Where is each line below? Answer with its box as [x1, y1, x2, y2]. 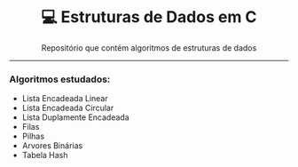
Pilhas [21, 131, 45, 142]
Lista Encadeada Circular [21, 103, 114, 114]
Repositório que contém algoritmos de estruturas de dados [41, 42, 257, 53]
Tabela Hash [21, 150, 68, 161]
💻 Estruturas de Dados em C [41, 7, 257, 28]
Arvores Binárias [21, 140, 83, 151]
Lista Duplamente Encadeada [21, 112, 130, 123]
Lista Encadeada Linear [21, 93, 108, 104]
